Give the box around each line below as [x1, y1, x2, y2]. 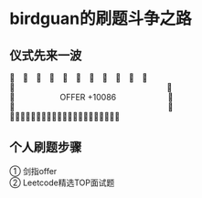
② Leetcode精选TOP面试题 [9, 177, 115, 188]
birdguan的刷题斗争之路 [9, 8, 192, 29]
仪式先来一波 [9, 47, 82, 63]
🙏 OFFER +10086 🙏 [9, 92, 174, 102]
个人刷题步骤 [9, 140, 82, 155]
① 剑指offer [9, 165, 58, 176]
